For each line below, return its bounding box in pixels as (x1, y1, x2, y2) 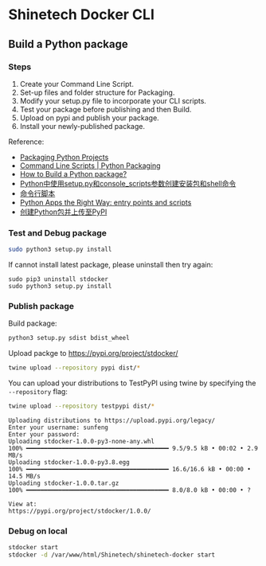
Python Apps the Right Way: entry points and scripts (19, 197, 192, 207)
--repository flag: (8, 387, 68, 396)
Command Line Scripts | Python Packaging (19, 161, 161, 170)
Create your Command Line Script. (19, 79, 134, 88)
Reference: (8, 137, 45, 146)
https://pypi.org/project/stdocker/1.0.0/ (8, 507, 151, 515)
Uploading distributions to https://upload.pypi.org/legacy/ (8, 416, 216, 424)
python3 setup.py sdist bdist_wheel (8, 334, 130, 342)
